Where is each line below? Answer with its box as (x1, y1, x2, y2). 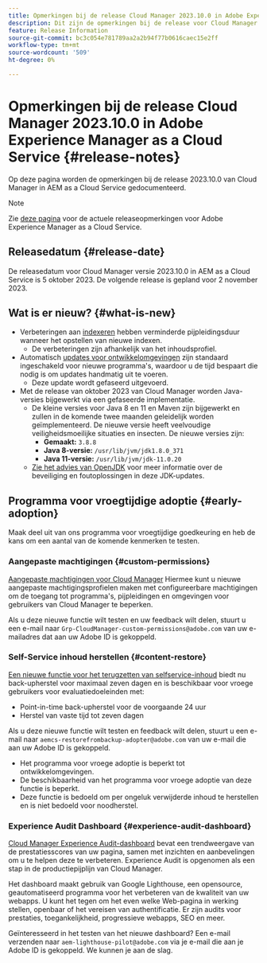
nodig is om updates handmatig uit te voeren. (19, 369, 168, 379)
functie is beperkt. (19, 783, 80, 793)
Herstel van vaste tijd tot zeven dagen (19, 710, 145, 720)
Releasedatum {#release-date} (8, 245, 165, 259)
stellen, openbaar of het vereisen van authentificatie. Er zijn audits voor (8, 905, 242, 914)
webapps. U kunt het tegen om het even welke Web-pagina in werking (8, 896, 238, 906)
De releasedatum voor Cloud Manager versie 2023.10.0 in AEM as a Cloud (8, 266, 250, 275)
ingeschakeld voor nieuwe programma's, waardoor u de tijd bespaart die (19, 361, 258, 371)
